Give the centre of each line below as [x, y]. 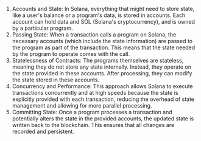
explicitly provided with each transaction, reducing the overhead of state [103, 99]
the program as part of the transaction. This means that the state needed [104, 47]
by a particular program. [42, 28]
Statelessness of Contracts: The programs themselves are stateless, [98, 60]
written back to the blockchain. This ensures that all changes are [93, 125]
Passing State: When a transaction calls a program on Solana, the [94, 35]
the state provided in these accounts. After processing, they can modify [102, 73]
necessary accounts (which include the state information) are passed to [102, 41]
